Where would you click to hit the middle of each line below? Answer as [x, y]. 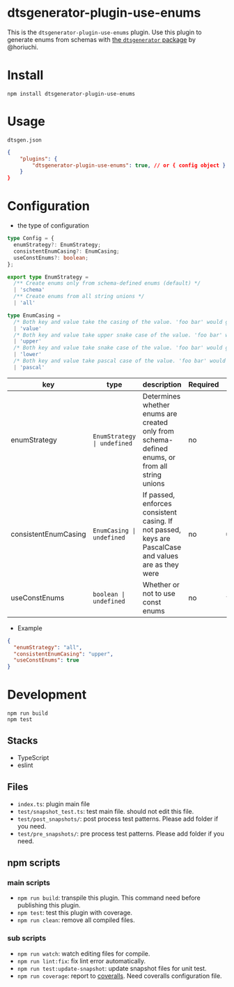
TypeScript [33, 757]
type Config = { [31, 239]
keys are [156, 538]
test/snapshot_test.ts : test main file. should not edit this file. [106, 811]
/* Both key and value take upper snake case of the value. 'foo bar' [118, 335]
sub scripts [27, 938]
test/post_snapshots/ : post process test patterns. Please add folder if [118, 819]
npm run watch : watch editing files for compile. [84, 953]
